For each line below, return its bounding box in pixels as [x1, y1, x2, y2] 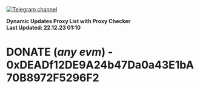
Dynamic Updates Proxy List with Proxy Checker [6, 18, 131, 24]
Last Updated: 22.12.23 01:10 [6, 24, 81, 31]
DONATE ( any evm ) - [6, 46, 113, 59]
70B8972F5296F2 [6, 71, 99, 85]
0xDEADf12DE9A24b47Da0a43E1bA [6, 58, 194, 72]
